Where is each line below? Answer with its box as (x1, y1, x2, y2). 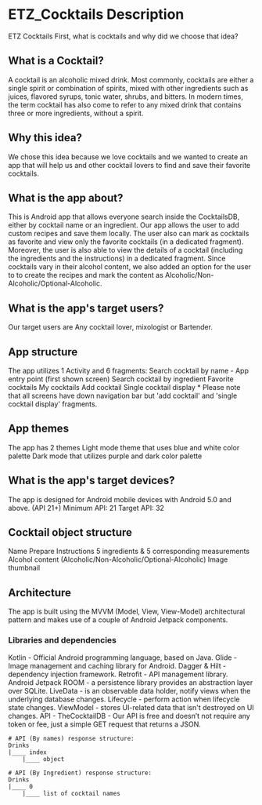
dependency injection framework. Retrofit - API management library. (8, 669, 228, 679)
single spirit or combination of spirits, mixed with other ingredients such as (8, 83, 249, 93)
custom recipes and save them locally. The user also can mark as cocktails (8, 229, 249, 239)
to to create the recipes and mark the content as (8, 271, 164, 280)
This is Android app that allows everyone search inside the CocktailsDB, (8, 212, 240, 221)
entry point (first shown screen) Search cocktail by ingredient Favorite (8, 374, 234, 384)
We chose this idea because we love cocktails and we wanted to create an (8, 151, 248, 162)
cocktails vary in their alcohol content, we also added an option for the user (8, 262, 252, 271)
